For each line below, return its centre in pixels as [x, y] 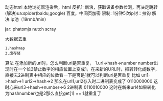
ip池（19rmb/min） [30, 19]
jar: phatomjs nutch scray [31, 29]
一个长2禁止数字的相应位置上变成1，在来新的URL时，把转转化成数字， [89, 69]
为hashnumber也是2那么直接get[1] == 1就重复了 [53, 93]
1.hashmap [15, 48]
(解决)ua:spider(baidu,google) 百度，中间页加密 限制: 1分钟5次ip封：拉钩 [78, 13]
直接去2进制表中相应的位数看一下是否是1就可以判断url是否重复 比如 [73, 75]
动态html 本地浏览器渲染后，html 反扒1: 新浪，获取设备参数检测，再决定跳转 [81, 7]
